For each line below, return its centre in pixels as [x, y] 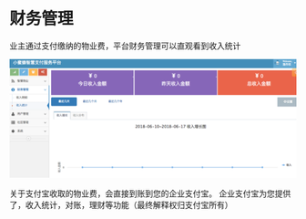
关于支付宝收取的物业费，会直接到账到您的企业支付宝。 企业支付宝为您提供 [150, 193]
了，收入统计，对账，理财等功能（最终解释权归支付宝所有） [121, 204]
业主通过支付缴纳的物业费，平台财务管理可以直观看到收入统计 [125, 46]
